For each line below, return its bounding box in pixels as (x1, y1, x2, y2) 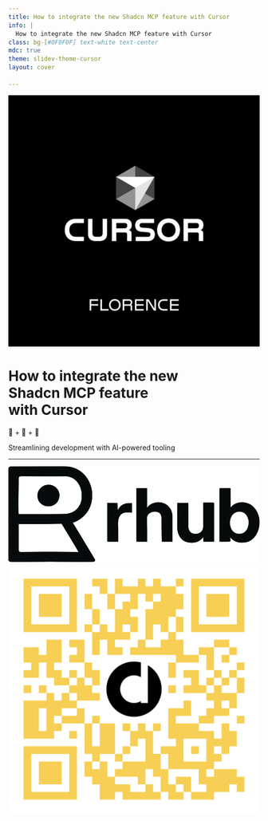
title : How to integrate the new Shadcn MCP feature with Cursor (8, 13, 230, 21)
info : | (8, 21, 34, 30)
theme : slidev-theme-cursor (8, 55, 102, 63)
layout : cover (8, 64, 56, 72)
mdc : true (8, 46, 41, 55)
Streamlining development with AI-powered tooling (8, 443, 175, 452)
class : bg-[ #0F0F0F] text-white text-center (8, 38, 159, 46)
